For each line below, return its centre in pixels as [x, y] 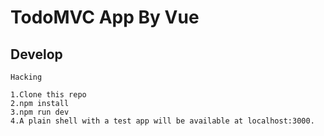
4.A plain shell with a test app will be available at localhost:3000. [162, 121]
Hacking [26, 77]
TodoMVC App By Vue [105, 17]
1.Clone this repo [48, 95]
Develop [36, 54]
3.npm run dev [40, 112]
